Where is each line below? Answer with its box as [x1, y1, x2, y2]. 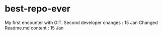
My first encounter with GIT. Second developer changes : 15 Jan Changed [5, 19, 158, 25]
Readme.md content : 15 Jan [5, 24, 64, 30]
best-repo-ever [5, 3, 71, 14]
